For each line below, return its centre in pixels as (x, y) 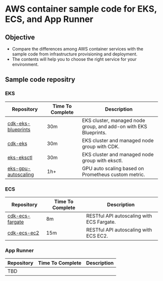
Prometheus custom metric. (114, 175)
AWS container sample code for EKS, (81, 9)
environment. (25, 64)
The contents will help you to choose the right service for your (74, 59)
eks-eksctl (20, 158)
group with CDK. (101, 146)
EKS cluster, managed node (114, 120)
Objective (20, 37)
